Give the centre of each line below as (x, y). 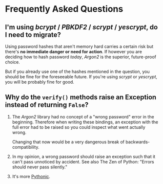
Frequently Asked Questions (64, 9)
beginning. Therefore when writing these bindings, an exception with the (85, 122)
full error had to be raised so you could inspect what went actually (79, 127)
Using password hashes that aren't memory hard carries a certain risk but (79, 46)
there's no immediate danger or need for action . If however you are (74, 52)
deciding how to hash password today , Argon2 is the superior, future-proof (81, 57)
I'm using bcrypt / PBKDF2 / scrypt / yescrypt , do (81, 27)
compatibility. (26, 147)
